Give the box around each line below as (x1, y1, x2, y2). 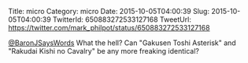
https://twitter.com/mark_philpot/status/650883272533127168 (8, 23, 210, 32)
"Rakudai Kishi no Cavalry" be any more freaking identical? (8, 47, 199, 55)
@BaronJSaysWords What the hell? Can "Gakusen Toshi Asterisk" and (8, 38, 236, 47)
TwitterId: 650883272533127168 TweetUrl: (52, 15, 191, 24)
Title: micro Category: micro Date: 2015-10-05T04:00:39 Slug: (8, 7, 210, 16)
